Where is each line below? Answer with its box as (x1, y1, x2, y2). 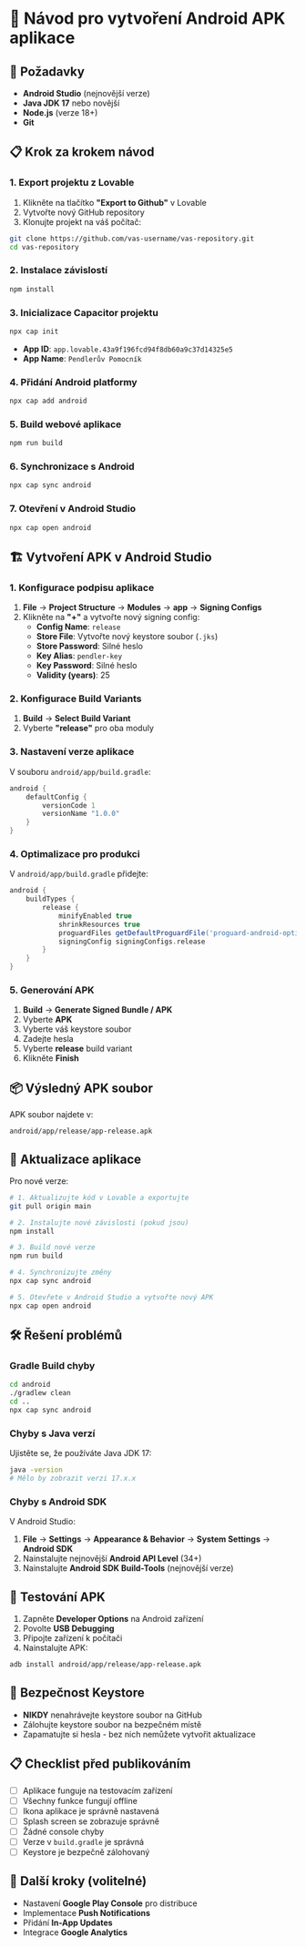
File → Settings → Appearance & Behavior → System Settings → (22, 1534, 270, 1544)
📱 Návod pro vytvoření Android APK (9, 8, 286, 29)
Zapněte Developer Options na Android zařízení (22, 1614, 204, 1625)
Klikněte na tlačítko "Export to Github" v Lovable (22, 197, 208, 208)
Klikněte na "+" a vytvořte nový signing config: (22, 612, 200, 623)
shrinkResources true (57, 920, 141, 929)
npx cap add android (9, 396, 88, 406)
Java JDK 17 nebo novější (22, 97, 120, 108)
